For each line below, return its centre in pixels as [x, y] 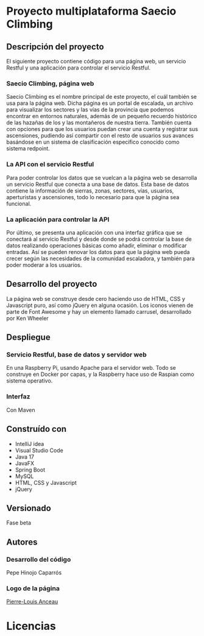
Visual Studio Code [39, 450]
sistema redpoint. [28, 149]
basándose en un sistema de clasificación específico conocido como [93, 142]
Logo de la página [33, 588]
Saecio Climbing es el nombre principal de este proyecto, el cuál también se [101, 97]
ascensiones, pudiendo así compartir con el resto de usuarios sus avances [100, 136]
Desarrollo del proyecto [52, 284]
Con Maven [21, 410]
